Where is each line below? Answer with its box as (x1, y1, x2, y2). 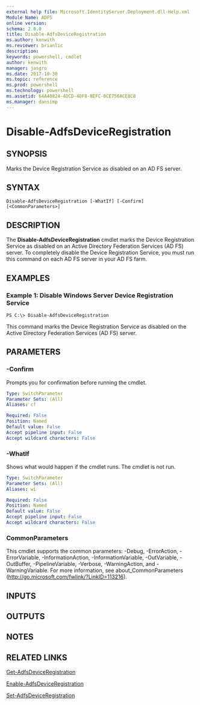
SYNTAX (6, 183, 40, 193)
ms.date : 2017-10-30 (6, 71, 58, 77)
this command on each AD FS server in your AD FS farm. (6, 255, 148, 263)
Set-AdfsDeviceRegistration (6, 692, 75, 699)
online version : (6, 20, 47, 26)
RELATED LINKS (6, 652, 67, 663)
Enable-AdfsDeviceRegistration (6, 680, 84, 687)
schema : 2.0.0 (6, 25, 42, 32)
